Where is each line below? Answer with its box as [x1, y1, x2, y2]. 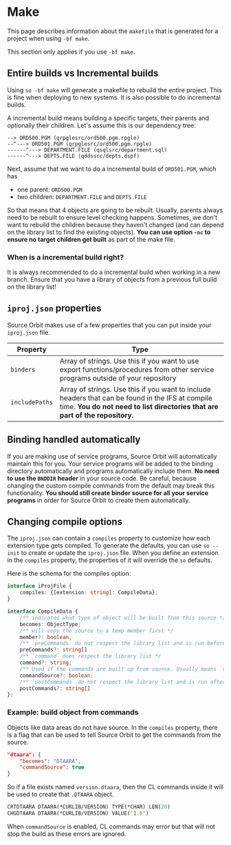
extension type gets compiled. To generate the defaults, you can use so [7, 541, 210, 550]
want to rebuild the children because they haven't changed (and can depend [7, 220, 224, 229]
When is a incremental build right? [7, 252, 124, 262]
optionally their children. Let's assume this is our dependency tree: [7, 121, 196, 129]
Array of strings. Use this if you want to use [59, 356, 199, 366]
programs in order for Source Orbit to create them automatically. [7, 496, 190, 504]
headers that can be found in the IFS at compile [59, 393, 213, 403]
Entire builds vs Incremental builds [7, 67, 159, 79]
